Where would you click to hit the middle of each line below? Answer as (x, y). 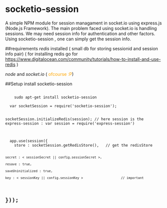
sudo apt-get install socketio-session (56, 97)
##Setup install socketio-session (39, 84)
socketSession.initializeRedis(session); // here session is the (74, 119)
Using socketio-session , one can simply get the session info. (68, 39)
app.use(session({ (29, 141)
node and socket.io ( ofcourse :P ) (39, 74)
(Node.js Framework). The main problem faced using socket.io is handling (81, 28)
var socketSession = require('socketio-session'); (63, 106)
